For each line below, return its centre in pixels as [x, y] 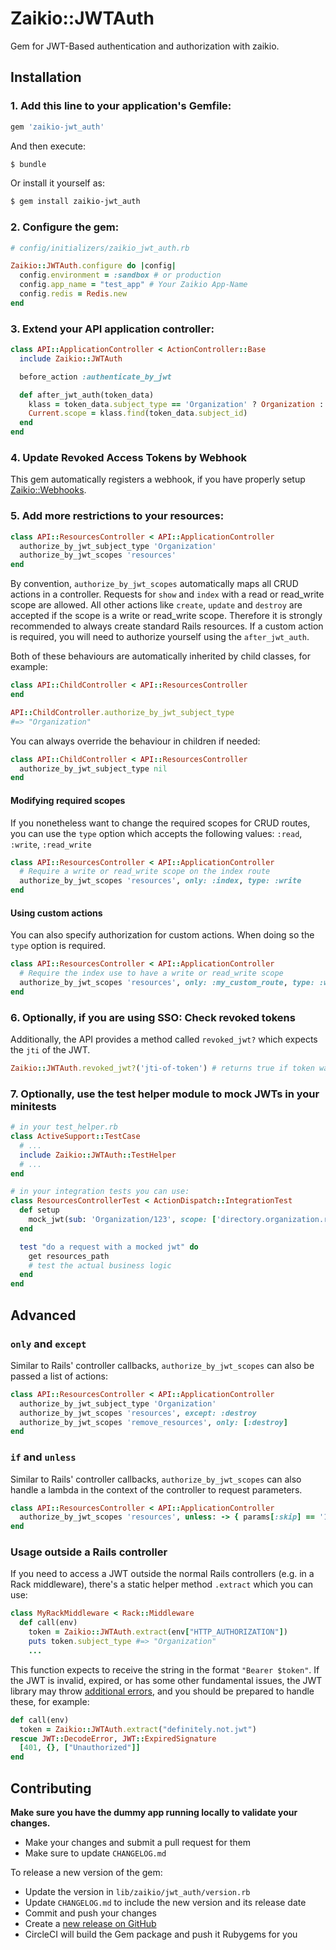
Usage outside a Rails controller [89, 1552]
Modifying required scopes [68, 800]
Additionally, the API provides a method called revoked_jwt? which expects [164, 1039]
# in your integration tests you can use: [100, 1192]
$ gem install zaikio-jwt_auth [75, 202]
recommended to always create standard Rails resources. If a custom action [167, 626]
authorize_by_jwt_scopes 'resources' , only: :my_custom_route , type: [167, 982]
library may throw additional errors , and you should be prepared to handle [162, 1691]
